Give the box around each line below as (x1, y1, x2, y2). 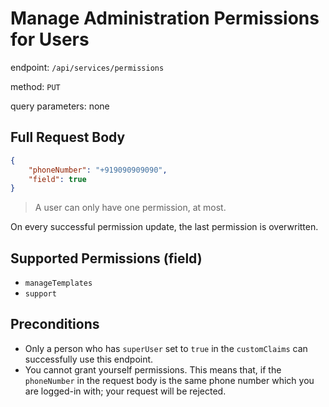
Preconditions (10, 316, 100, 333)
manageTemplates (24, 278, 93, 289)
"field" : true (28, 174, 87, 184)
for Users (10, 28, 90, 51)
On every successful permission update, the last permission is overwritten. (10, 221, 319, 233)
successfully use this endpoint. (24, 353, 154, 365)
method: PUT (10, 80, 61, 92)
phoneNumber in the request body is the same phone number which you (24, 374, 315, 386)
